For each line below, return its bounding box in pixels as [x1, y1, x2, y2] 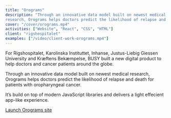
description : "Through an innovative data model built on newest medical [5, 12, 166, 17]
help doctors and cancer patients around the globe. [5, 61, 114, 67]
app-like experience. [5, 97, 49, 103]
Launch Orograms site [5, 107, 52, 113]
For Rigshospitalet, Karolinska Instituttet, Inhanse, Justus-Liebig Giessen [5, 50, 158, 56]
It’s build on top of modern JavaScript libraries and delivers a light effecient [5, 91, 164, 98]
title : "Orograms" [5, 7, 45, 13]
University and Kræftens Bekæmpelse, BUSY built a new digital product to [5, 55, 162, 61]
